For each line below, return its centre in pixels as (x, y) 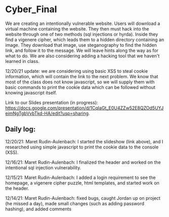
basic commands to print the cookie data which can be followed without (80, 87)
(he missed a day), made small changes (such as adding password (75, 203)
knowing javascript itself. (31, 92)
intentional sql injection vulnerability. (43, 167)
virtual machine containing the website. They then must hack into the (77, 28)
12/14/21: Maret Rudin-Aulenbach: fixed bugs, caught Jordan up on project (83, 198)
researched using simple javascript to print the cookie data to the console (82, 147)
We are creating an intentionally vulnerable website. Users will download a (83, 23)
